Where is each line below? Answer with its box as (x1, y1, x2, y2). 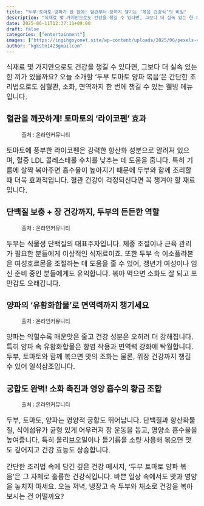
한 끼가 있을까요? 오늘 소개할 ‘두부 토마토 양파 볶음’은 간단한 (6, 73, 188, 81)
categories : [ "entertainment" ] (6, 32, 86, 38)
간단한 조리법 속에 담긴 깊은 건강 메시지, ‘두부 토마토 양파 (6, 463, 178, 471)
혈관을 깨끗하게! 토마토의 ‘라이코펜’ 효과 (6, 113, 147, 124)
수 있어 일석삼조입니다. (6, 362, 75, 371)
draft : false (6, 26, 39, 32)
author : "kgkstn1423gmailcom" (6, 43, 83, 49)
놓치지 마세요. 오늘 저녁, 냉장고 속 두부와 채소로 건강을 (14, 482, 179, 491)
